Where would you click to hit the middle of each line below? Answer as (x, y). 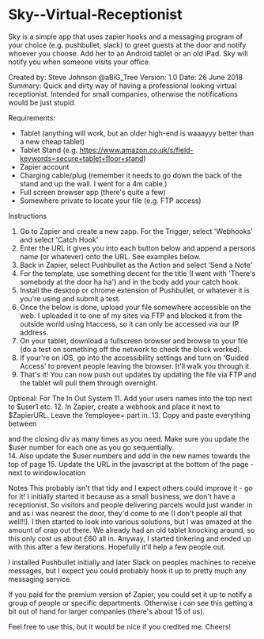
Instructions (28, 216)
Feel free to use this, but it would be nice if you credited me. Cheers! (120, 626)
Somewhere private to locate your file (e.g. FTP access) (110, 201)
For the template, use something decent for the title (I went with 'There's (138, 273)
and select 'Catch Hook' (59, 239)
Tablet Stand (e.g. (49, 150)
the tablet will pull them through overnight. (89, 383)
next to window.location (47, 473)
